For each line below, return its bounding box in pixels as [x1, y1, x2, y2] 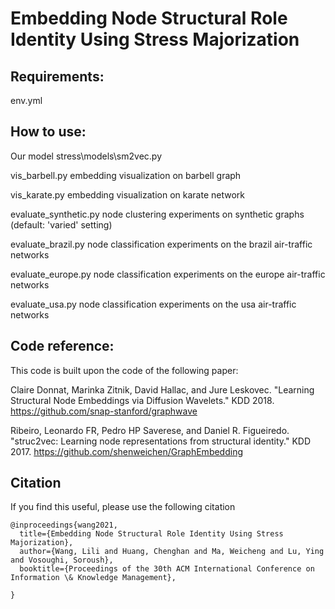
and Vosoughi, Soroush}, [10, 555, 114, 566]
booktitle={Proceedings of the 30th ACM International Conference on [19, 564, 315, 574]
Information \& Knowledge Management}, [10, 573, 177, 583]
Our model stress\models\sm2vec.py [10, 150, 162, 162]
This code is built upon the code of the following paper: [10, 364, 239, 376]
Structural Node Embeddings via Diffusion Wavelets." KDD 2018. [10, 394, 275, 406]
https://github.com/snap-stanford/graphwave [10, 405, 198, 417]
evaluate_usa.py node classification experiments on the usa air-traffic [10, 298, 297, 310]
